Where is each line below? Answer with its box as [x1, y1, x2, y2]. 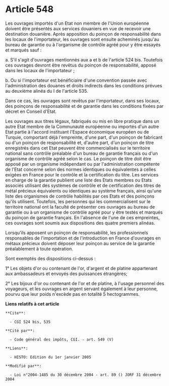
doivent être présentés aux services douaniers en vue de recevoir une [5, 25, 151, 31]
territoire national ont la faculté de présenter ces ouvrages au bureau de [5, 204, 155, 210]
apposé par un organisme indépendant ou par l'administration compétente [5, 161, 160, 167]
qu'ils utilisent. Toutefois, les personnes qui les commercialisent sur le [5, 198, 151, 205]
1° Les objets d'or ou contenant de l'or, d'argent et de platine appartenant [5, 265, 158, 271]
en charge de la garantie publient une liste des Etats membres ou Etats [5, 177, 152, 183]
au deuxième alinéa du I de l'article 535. [5, 88, 88, 94]
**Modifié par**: [5, 363, 42, 368]
